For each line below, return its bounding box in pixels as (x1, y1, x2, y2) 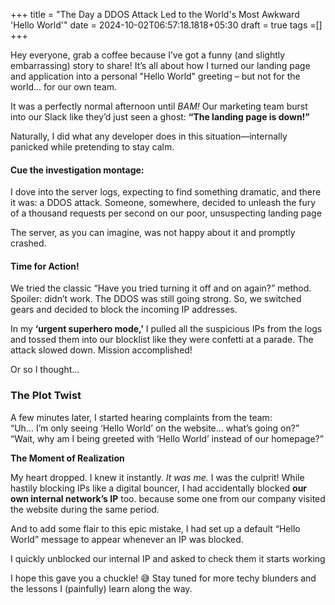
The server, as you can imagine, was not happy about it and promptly (10, 227, 296, 239)
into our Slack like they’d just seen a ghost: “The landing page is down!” (10, 111, 310, 123)
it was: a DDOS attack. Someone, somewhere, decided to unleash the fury (10, 197, 317, 209)
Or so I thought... (10, 364, 80, 376)
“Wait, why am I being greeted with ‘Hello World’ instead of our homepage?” (10, 432, 324, 444)
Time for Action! (10, 260, 80, 272)
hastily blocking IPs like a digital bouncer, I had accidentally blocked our (10, 482, 308, 494)
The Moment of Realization (10, 452, 125, 464)
